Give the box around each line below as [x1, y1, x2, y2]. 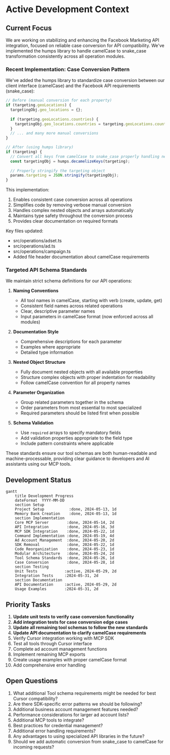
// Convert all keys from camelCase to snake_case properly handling [10, 154, 159, 159]
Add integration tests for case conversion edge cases [13, 619, 128, 625]
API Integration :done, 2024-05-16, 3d [15, 525, 115, 530]
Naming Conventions [13, 287, 59, 294]
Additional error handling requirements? [13, 728, 96, 734]
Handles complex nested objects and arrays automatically [13, 207, 134, 214]
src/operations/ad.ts [13, 243, 55, 249]
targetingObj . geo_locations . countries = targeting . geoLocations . [15, 121, 155, 127]
